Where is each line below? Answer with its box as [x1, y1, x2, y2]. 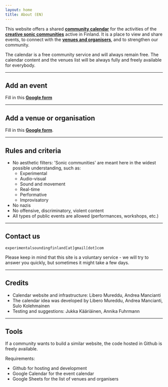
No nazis [12, 202, 31, 208]
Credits [5, 279, 29, 287]
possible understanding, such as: [12, 165, 81, 171]
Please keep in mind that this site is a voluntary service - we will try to [5, 254, 149, 260]
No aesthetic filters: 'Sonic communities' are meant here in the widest [12, 159, 156, 165]
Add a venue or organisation [5, 114, 95, 122]
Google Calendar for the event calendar [12, 370, 94, 376]
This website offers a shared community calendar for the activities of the [5, 26, 157, 32]
